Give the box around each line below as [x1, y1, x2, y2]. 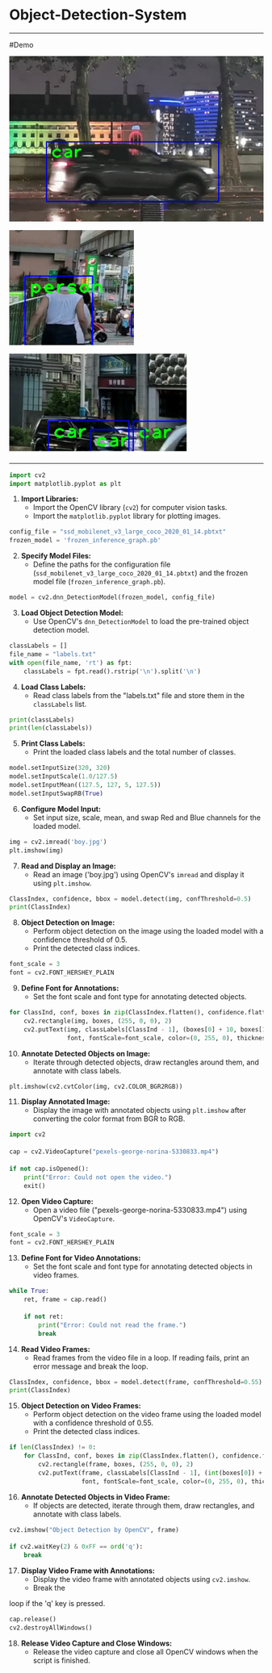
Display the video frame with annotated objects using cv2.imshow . [32, 1575, 251, 1584]
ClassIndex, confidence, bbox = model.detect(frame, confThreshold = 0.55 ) [9, 1378, 263, 1386]
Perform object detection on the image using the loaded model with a [32, 926, 264, 936]
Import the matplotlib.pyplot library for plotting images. [32, 511, 221, 521]
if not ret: [23, 1312, 64, 1320]
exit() [23, 1182, 46, 1190]
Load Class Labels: [20, 682, 86, 692]
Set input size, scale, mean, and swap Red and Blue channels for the [32, 813, 262, 822]
